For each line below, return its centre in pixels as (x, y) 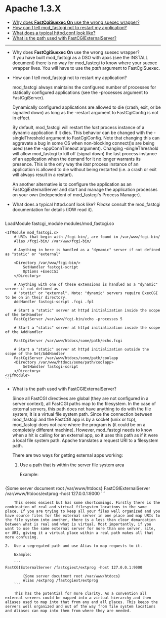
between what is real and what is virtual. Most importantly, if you (78, 524)
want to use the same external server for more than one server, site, (80, 529)
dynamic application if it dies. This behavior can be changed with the (83, 132)
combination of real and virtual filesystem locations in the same (76, 507)
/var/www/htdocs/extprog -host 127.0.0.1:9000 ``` (55, 493)
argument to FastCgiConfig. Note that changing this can (103, 138)
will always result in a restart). (42, 175)
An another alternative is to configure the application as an (72, 184)
